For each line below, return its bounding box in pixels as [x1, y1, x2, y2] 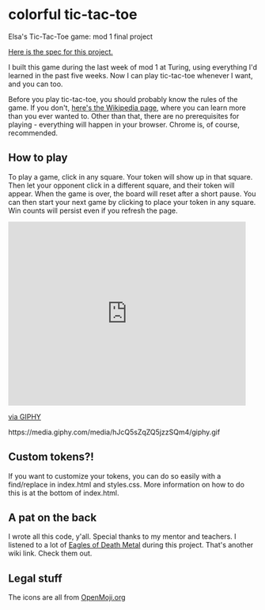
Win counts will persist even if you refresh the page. [8, 206, 178, 215]
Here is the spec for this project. [8, 47, 113, 56]
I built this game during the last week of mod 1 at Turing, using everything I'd [8, 62, 258, 72]
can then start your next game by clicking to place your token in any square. [8, 197, 256, 206]
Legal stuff [8, 571, 62, 585]
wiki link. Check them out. [8, 548, 93, 559]
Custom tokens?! [8, 450, 95, 464]
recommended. [8, 128, 58, 138]
